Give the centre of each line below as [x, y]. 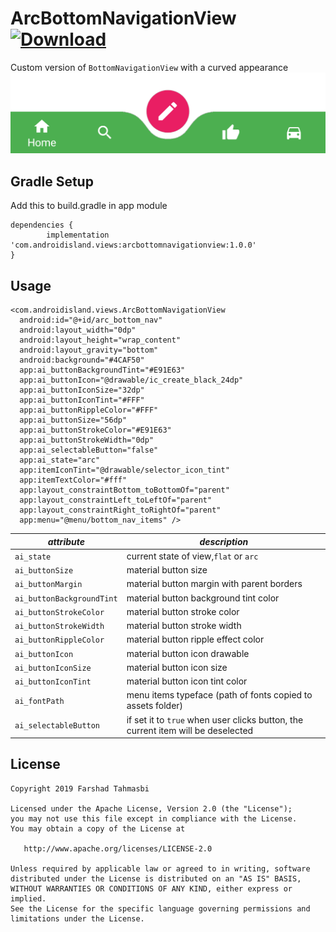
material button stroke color [183, 611]
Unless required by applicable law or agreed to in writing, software [160, 868]
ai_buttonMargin [48, 585]
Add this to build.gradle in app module [89, 206]
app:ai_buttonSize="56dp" [73, 420]
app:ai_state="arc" [60, 460]
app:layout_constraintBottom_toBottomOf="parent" [124, 490]
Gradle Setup [52, 181]
